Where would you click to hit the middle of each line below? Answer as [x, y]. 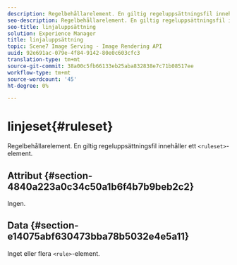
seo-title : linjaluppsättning [52, 27]
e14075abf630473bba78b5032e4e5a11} [98, 237]
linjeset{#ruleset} [60, 127]
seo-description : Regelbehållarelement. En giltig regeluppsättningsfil [116, 20]
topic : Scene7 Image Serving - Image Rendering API [85, 46]
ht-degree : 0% [28, 86]
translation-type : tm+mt [44, 60]
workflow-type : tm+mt [39, 72]
